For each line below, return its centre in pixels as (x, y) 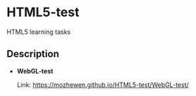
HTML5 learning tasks (39, 32)
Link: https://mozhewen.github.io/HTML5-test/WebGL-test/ (103, 85)
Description (33, 54)
